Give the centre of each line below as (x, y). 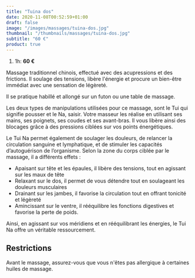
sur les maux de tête (39, 174)
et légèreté (28, 199)
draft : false (22, 22)
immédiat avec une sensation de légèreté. (57, 85)
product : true (24, 45)
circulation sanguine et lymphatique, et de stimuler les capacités (84, 144)
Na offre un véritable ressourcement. (51, 230)
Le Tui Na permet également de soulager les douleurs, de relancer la (89, 138)
